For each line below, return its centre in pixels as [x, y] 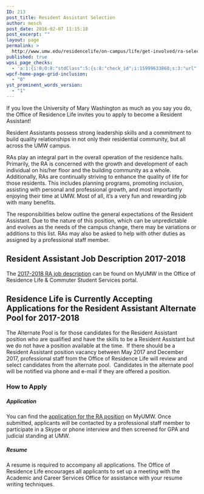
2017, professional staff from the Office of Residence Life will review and [97, 358]
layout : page [23, 40]
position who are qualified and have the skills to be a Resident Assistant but [101, 339]
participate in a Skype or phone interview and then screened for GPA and [98, 429]
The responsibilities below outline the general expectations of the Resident [100, 214]
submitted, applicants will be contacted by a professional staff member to [98, 423]
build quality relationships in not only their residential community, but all [96, 139]
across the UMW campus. [39, 145]
